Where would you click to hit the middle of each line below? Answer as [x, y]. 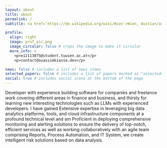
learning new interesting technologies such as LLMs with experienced [77, 103]
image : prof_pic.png [31, 42]
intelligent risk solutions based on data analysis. [54, 140]
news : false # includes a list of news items [53, 69]
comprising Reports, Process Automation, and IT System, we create [75, 135]
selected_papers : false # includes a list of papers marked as [72, 74]
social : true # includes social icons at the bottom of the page [74, 78]
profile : [14, 33]
